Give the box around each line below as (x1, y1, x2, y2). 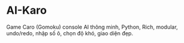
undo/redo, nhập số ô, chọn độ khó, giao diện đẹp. (6, 29, 134, 36)
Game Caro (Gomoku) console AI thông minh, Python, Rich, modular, (6, 23, 178, 30)
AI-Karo (6, 4, 47, 17)
